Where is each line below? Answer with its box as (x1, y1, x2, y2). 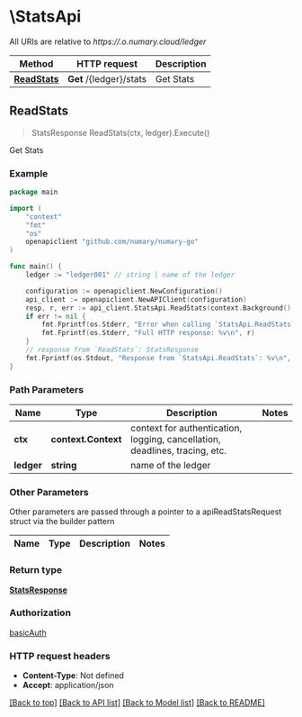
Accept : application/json (22, 680, 114, 691)
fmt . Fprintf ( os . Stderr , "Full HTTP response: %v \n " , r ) (41, 329, 255, 338)
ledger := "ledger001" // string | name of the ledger (25, 270, 235, 280)
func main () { (9, 262, 63, 271)
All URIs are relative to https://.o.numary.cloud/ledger (9, 36, 207, 47)
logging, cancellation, (129, 432, 221, 445)
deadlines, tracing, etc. (129, 444, 227, 457)
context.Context (50, 432, 122, 445)
